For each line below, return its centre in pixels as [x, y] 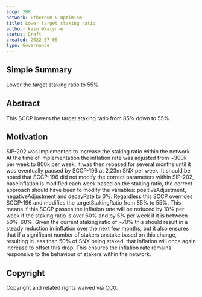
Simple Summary [39, 70]
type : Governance [28, 46]
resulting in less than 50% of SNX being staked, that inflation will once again [101, 241]
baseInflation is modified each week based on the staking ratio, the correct [99, 184]
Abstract [23, 104]
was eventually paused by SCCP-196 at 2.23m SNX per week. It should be [99, 171]
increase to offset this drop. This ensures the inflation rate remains [89, 247]
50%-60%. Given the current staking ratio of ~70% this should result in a [97, 222]
